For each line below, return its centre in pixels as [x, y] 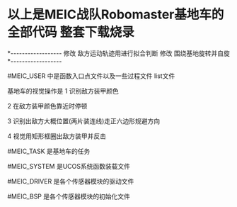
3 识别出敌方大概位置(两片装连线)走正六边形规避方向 [84, 121]
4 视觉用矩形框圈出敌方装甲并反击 [57, 136]
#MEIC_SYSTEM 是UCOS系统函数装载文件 [69, 166]
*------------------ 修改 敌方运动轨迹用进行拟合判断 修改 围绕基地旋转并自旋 [118, 53]
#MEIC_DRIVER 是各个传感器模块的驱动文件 [71, 181]
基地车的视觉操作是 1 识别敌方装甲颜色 [63, 91]
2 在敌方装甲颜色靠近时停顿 [47, 106]
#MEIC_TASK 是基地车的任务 [49, 151]
